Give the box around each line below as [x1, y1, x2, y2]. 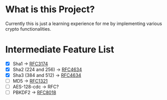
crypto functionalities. [5, 26, 52, 32]
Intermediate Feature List [5, 44, 114, 56]
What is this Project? [5, 4, 95, 15]
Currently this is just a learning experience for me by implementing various [5, 20, 162, 27]
